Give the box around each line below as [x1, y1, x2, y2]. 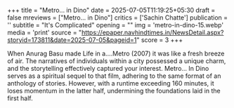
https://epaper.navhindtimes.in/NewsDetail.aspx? [81, 28, 224, 36]
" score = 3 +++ [136, 36, 183, 44]
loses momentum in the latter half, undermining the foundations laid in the [7, 87, 221, 95]
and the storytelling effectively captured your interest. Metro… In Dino [7, 65, 209, 72]
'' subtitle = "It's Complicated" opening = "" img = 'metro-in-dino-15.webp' [7, 21, 223, 29]
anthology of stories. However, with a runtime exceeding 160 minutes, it [7, 79, 214, 87]
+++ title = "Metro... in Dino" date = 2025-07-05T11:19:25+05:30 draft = [7, 6, 216, 14]
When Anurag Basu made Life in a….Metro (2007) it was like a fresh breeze [7, 49, 225, 58]
